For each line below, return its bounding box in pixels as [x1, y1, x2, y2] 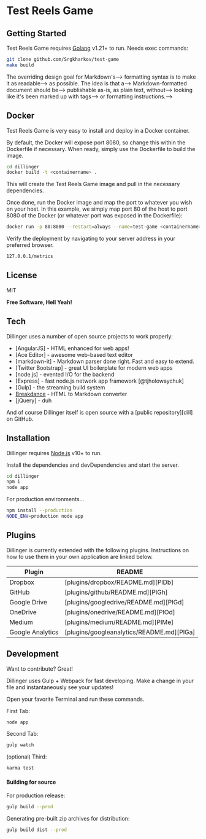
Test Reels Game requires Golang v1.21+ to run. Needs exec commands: [6, 44, 189, 52]
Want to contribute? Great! [6, 665, 74, 673]
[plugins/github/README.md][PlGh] [64, 588, 168, 596]
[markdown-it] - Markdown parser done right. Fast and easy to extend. [15, 357, 194, 365]
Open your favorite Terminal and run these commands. [6, 695, 145, 703]
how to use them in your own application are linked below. [6, 553, 153, 560]
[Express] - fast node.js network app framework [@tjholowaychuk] [15, 377, 184, 384]
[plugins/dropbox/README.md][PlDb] [64, 578, 174, 587]
